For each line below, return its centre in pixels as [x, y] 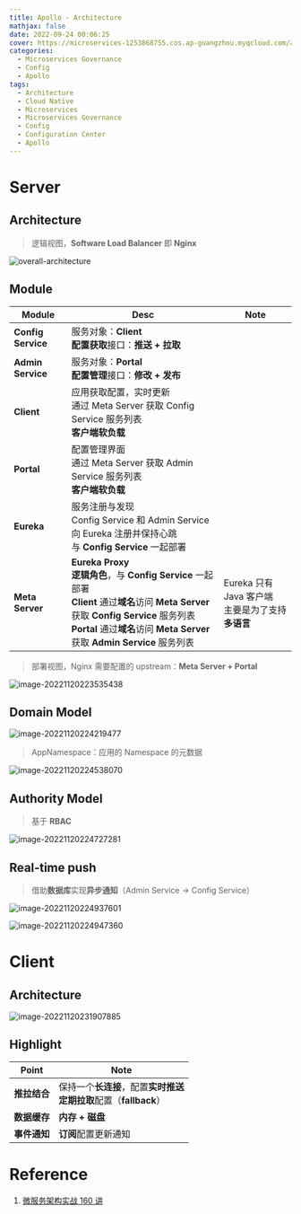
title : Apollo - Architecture [66, 18]
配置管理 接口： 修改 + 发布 [126, 375]
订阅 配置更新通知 [95, 1134]
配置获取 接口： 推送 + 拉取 [126, 345]
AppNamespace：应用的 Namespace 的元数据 [117, 752]
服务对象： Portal [107, 362]
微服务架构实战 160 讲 [62, 1201]
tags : [19, 84]
